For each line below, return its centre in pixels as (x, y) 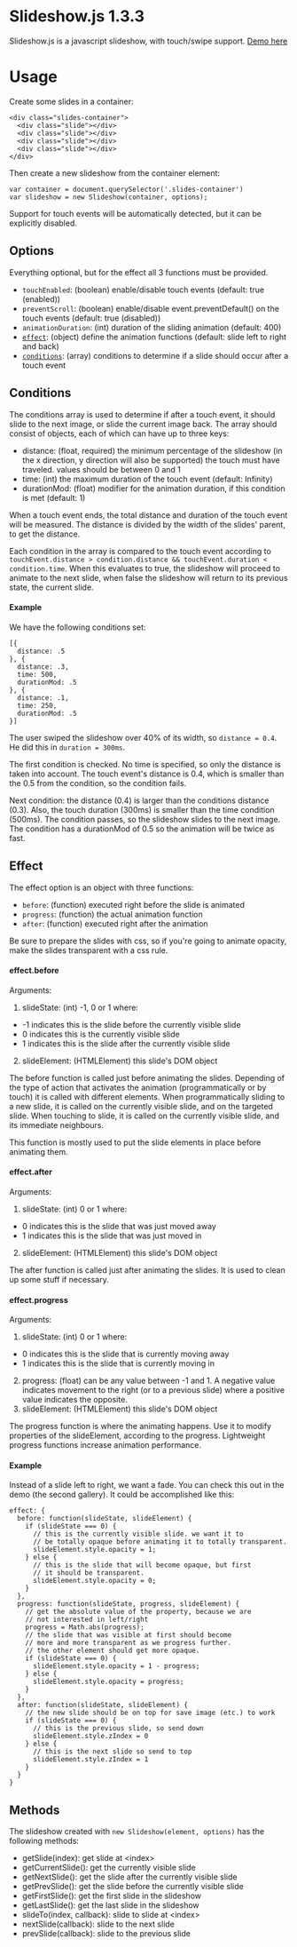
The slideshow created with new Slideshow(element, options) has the (137, 1832)
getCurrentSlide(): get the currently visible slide (109, 1868)
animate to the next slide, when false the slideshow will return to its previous (148, 577)
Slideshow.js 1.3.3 (77, 16)
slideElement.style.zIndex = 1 (90, 1760)
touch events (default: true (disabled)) (91, 318)
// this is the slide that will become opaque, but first (142, 1565)
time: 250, (37, 705)
